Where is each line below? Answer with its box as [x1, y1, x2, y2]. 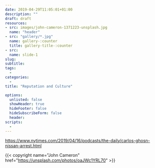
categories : [5, 75, 29, 80]
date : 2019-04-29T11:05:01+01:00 [5, 7, 73, 12]
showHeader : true [9, 101, 45, 107]
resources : [5, 20, 27, 26]
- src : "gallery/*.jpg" [5, 34, 53, 39]
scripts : [5, 119, 23, 124]
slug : [5, 57, 16, 62]
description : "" [5, 12, 38, 17]
